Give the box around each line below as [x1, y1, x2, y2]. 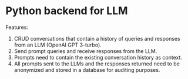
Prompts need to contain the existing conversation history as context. [14, 54, 183, 61]
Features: [5, 24, 29, 31]
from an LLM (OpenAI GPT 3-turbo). [14, 41, 102, 48]
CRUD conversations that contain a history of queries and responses [14, 35, 180, 42]
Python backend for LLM [5, 4, 128, 18]
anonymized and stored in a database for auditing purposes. [14, 66, 160, 73]
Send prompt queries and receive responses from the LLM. [14, 47, 157, 54]
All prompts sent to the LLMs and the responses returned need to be [14, 60, 180, 67]
